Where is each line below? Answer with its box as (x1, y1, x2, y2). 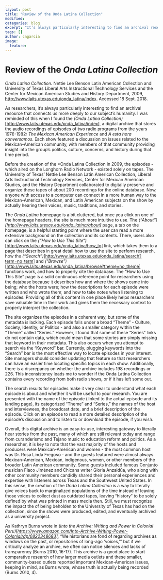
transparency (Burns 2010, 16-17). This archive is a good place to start (5, 548, 145, 554)
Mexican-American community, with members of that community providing (5, 141, 155, 147)
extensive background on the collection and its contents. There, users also (5, 232, 154, 238)
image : (5, 39, 18, 44)
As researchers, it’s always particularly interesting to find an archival (5, 105, 142, 111)
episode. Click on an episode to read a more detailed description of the (5, 411, 147, 417)
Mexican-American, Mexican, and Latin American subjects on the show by (5, 197, 154, 203)
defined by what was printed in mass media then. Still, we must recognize (5, 498, 152, 504)
